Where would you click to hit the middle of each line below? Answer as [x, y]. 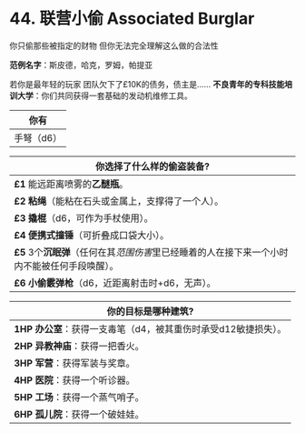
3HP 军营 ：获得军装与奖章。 [74, 363]
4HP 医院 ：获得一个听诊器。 [74, 380]
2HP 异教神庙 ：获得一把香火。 [79, 346]
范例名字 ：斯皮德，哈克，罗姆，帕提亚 [81, 65]
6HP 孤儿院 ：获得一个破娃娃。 [79, 414]
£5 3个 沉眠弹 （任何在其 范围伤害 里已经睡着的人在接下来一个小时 [151, 252]
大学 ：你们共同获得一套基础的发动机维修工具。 [104, 96]
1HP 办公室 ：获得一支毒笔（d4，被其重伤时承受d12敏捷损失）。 [150, 328]
